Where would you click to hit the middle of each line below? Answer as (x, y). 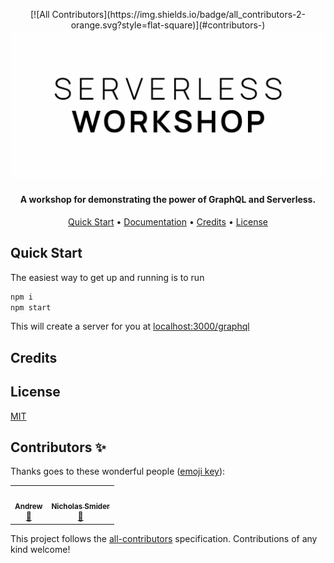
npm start (31, 307)
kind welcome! (40, 549)
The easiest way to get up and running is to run (107, 277)
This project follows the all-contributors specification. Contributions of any (164, 538)
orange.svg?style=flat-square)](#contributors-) (168, 25)
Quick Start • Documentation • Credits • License (168, 221)
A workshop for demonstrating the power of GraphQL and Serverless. (168, 200)
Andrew (28, 507)
